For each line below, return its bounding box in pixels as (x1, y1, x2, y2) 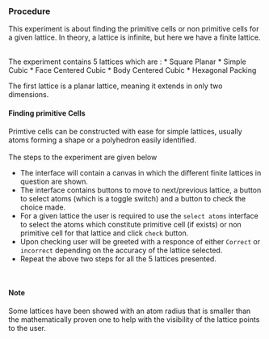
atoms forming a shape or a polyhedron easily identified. (8, 135, 196, 145)
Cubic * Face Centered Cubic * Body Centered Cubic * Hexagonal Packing (8, 66, 257, 75)
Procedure (8, 6, 51, 17)
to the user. (8, 323, 46, 333)
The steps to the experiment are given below (8, 152, 158, 162)
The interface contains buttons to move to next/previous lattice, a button (19, 184, 262, 195)
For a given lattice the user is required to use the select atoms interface (19, 210, 258, 220)
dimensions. (8, 90, 49, 100)
